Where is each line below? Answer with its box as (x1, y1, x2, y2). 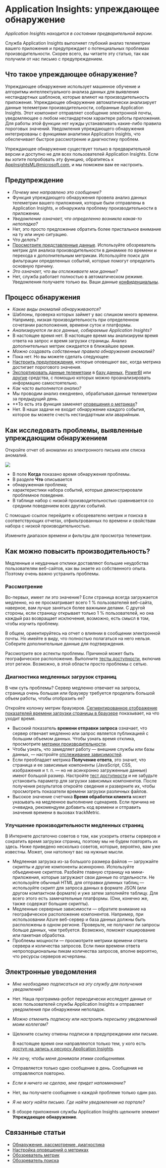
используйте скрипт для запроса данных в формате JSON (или (12, 885, 147, 891)
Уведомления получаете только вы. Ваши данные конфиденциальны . (12, 279, 160, 285)
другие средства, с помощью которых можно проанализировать (12, 375, 151, 381)
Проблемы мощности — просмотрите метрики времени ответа (12, 937, 148, 943)
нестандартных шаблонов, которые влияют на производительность (5, 94, 150, 100)
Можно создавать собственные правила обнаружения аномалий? (12, 348, 155, 354)
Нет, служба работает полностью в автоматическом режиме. (12, 273, 144, 279)
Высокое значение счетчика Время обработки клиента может (12, 793, 147, 799)
